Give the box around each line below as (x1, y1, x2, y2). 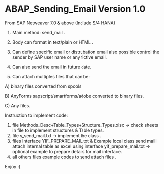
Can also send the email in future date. (12, 64, 92, 70)
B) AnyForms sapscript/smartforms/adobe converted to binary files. (5, 93, 144, 99)
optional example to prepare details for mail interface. (12, 148, 122, 154)
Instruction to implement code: (5, 112, 68, 118)
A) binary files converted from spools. (5, 83, 83, 89)
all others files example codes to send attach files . (12, 154, 117, 160)
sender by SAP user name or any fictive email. (12, 54, 107, 60)
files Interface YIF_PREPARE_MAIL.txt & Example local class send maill (12, 138, 157, 144)
